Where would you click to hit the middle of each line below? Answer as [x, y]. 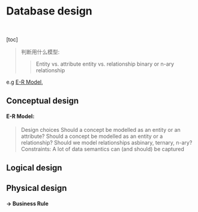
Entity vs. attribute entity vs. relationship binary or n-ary [105, 64]
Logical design [34, 168]
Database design [49, 11]
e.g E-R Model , [25, 82]
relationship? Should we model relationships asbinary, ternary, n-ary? [106, 142]
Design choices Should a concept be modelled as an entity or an [101, 129]
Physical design [37, 188]
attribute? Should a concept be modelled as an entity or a [92, 136]
